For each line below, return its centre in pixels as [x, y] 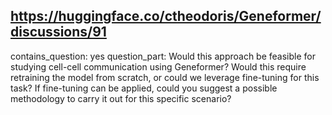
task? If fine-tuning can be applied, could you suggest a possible [144, 88]
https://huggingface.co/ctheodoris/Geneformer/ [166, 16]
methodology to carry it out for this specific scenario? [121, 98]
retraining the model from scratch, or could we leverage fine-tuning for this [165, 77]
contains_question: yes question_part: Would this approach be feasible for [163, 56]
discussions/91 [58, 32]
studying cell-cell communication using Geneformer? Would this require [158, 66]
